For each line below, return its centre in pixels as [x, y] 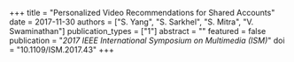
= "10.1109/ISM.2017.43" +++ [62, 50]
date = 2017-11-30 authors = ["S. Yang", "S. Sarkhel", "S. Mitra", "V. [132, 22]
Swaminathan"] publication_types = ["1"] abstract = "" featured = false [138, 31]
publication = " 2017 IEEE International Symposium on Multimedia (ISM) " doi [147, 40]
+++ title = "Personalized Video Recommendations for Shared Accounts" [142, 13]
